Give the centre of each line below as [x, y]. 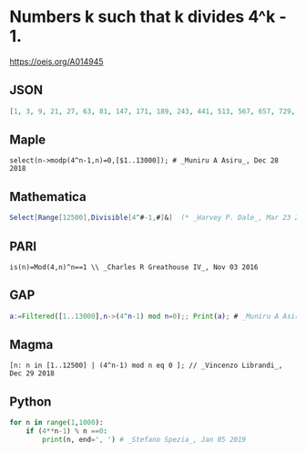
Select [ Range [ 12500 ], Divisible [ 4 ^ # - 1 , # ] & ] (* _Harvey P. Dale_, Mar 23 [150, 218]
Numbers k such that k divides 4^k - [148, 17]
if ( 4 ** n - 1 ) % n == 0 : [66, 431]
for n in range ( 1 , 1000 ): [56, 423]
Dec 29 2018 [32, 374]
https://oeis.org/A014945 [56, 61]
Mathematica [48, 197]
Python [31, 401]
